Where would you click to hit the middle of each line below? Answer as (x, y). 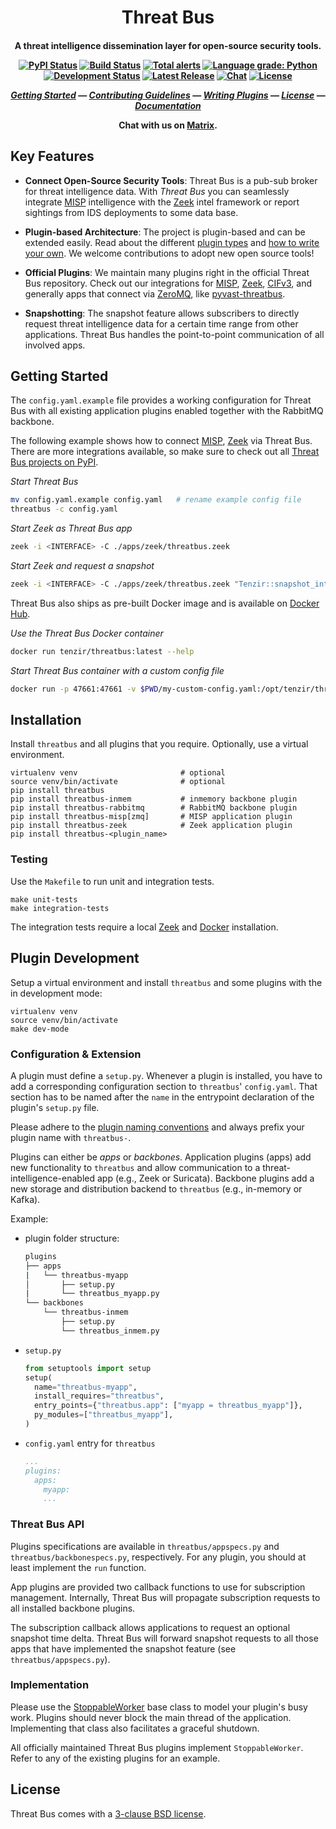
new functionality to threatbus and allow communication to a (135, 1167)
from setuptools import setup (88, 1368)
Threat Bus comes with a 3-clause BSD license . (108, 1813)
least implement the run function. (78, 1567)
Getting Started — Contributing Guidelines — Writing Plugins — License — (168, 95)
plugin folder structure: (72, 1238)
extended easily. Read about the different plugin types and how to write (172, 242)
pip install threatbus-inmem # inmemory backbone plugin (154, 799)
